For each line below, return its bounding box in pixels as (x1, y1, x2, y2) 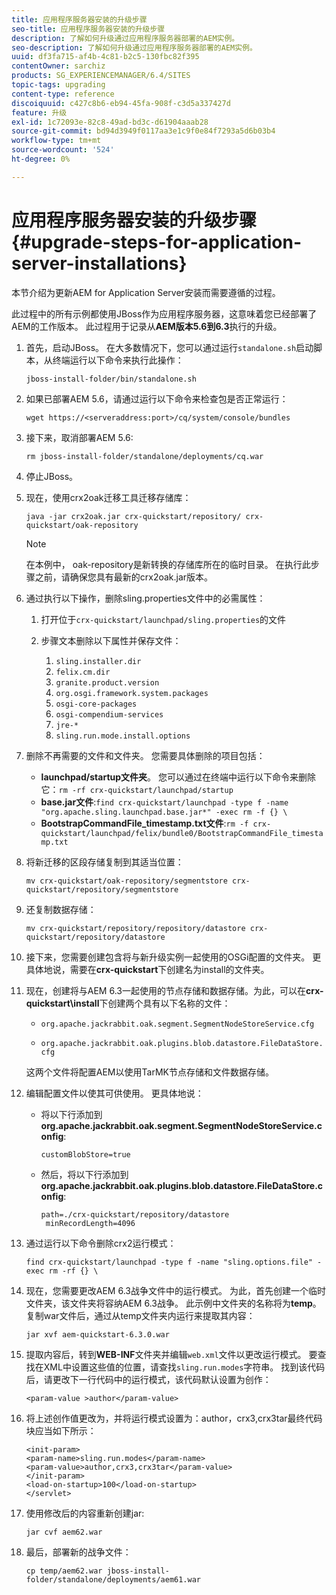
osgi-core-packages (55, 699, 138, 709)
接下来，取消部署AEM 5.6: (25, 431, 134, 443)
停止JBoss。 (25, 470, 79, 482)
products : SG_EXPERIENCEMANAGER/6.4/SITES (11, 71, 191, 81)
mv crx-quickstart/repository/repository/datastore (25, 923, 246, 933)
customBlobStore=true (40, 1149, 131, 1160)
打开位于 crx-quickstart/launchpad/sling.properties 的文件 (40, 613, 287, 625)
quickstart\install (25, 997, 100, 1009)
